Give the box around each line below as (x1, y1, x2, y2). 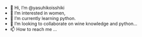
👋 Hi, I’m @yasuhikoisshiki (10, 5, 65, 10)
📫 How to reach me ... (10, 26, 57, 32)
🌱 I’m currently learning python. (10, 15, 76, 21)
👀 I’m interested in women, (10, 10, 66, 16)
